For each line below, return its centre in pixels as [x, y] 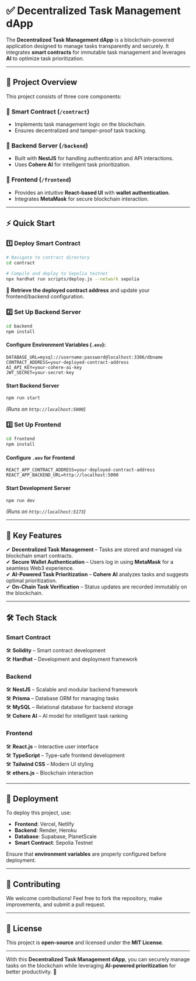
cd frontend [20, 439]
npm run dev [20, 500]
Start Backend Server [33, 385]
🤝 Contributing [33, 884]
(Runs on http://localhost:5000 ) [46, 409]
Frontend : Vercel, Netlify [44, 824]
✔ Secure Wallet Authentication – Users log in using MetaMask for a [90, 562]
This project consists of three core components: [64, 96]
